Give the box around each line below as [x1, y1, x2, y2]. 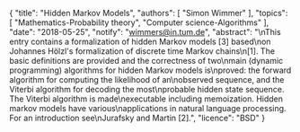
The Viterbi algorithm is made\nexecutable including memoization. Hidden [9, 93, 284, 104]
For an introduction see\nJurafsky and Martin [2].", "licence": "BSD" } [9, 112, 266, 123]
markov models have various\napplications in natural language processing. [9, 103, 287, 113]
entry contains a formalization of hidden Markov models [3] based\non [9, 36, 271, 47]
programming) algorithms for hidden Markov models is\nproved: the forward [9, 65, 292, 75]
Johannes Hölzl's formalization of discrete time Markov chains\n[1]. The [9, 46, 276, 57]
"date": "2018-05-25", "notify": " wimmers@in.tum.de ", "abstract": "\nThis [9, 27, 281, 37]
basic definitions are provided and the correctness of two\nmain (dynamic [9, 56, 284, 66]
